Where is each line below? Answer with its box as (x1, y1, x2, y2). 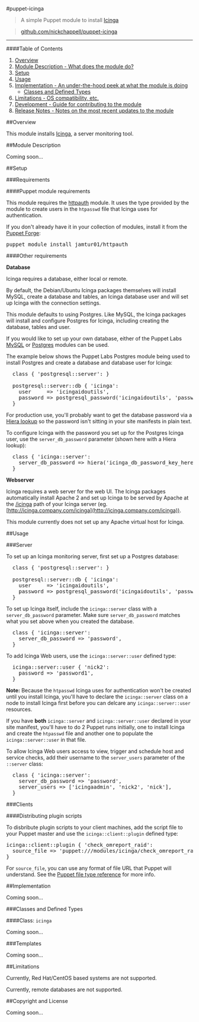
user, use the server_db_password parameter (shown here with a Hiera (6, 436, 176, 442)
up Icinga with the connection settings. (6, 299, 101, 306)
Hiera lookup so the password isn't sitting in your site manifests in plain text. (6, 418, 192, 425)
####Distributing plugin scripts (6, 812, 82, 819)
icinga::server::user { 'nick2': (12, 664, 110, 670)
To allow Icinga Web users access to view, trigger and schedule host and (6, 748, 184, 755)
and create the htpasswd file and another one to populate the (6, 730, 153, 737)
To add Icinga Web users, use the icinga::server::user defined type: (6, 653, 176, 659)
